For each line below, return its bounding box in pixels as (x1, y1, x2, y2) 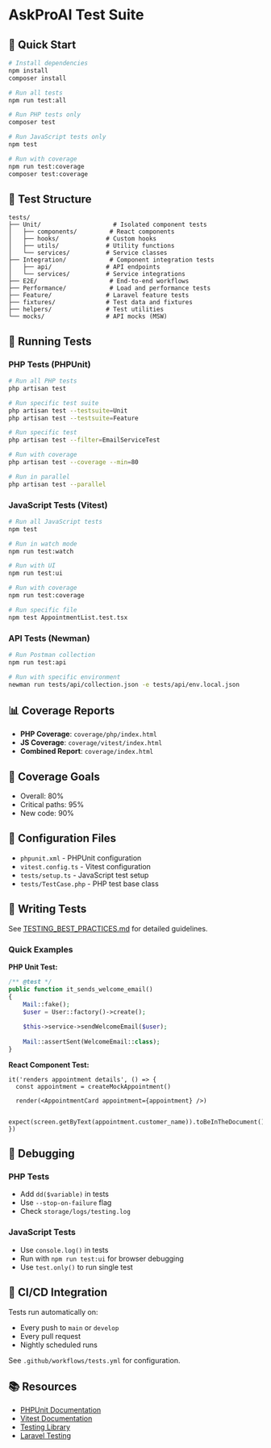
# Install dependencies (8, 59, 89, 67)
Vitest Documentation (19, 1414, 93, 1424)
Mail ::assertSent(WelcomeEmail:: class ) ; (23, 1038, 161, 1046)
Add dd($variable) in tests (19, 1189, 109, 1199)
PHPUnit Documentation (19, 1405, 102, 1415)
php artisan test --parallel (8, 480, 106, 488)
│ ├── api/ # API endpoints (8, 263, 161, 271)
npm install (8, 66, 48, 74)
